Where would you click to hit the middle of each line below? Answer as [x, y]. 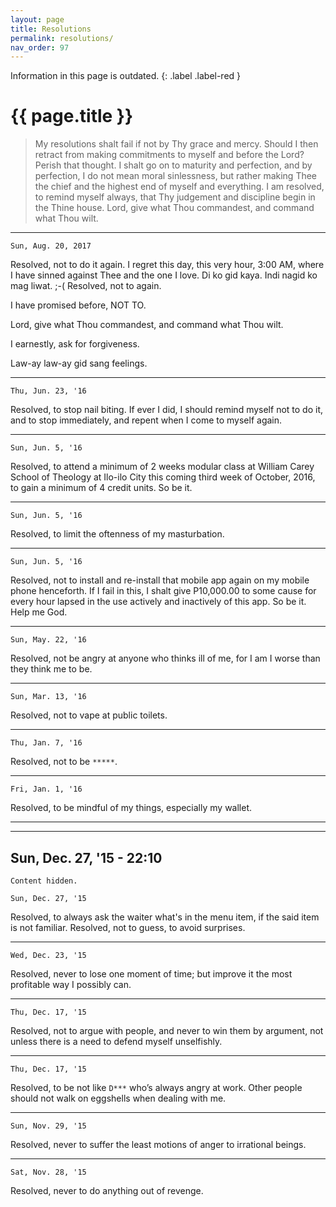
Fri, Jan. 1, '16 [46, 789]
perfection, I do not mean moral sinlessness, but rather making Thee [176, 176]
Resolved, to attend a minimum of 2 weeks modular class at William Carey [162, 467]
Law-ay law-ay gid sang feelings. [79, 363]
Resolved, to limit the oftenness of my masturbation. [117, 534]
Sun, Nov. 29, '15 [48, 1126]
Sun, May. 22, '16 [48, 640]
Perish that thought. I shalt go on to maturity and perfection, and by [173, 165]
